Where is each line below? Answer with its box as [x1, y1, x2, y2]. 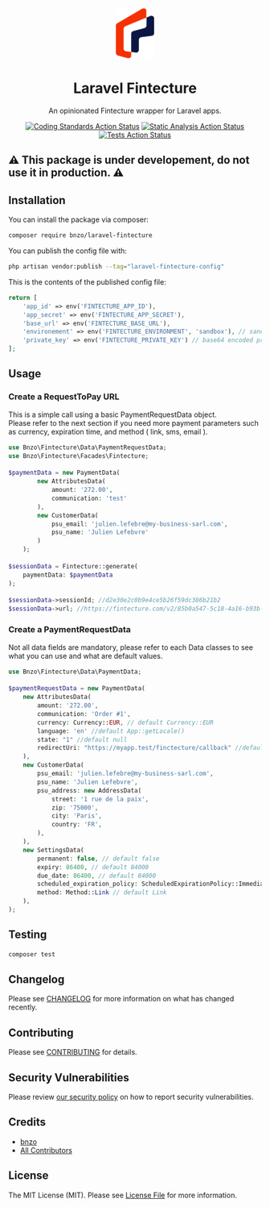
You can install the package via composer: [8, 214, 149, 225]
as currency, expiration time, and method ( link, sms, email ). [8, 427, 208, 436]
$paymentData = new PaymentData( [8, 468, 121, 477]
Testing [8, 928, 47, 942]
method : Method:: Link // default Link [37, 889, 167, 897]
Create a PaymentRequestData [8, 624, 131, 635]
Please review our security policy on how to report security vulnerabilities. [8, 1093, 254, 1101]
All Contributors [19, 1145, 72, 1155]
